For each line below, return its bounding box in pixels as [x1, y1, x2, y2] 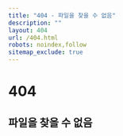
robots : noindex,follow [8, 41, 87, 49]
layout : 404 [8, 26, 48, 34]
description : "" [8, 19, 62, 27]
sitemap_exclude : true [8, 48, 83, 56]
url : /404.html [8, 33, 59, 42]
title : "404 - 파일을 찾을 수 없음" [8, 11, 117, 20]
